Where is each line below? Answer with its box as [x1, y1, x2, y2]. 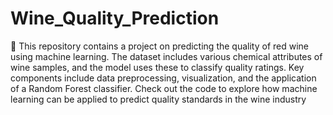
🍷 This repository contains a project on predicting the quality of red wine [10, 40, 309, 52]
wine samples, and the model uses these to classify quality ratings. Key [10, 61, 305, 73]
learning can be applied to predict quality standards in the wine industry [10, 93, 307, 105]
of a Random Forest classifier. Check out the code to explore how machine [10, 82, 318, 94]
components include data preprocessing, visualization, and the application [10, 72, 317, 84]
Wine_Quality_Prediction [10, 7, 220, 30]
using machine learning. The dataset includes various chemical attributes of [10, 50, 323, 62]
